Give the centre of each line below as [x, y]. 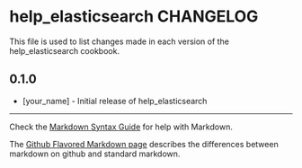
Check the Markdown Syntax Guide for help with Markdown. [121, 127]
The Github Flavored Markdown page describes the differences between [144, 144]
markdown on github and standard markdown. [95, 154]
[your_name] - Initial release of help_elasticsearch [115, 101]
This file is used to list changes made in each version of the [119, 41]
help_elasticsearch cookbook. [64, 50]
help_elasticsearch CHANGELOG [134, 17]
